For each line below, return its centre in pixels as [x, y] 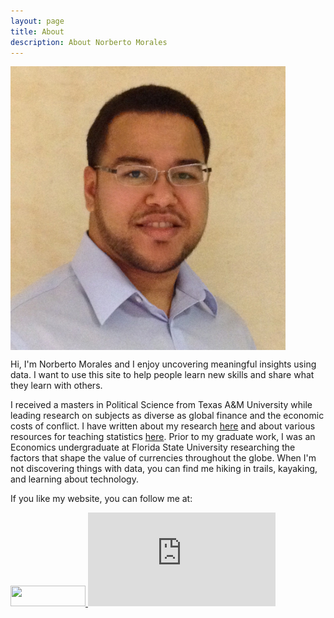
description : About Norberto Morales [89, 42]
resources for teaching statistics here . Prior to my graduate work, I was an [163, 437]
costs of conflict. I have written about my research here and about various [163, 426]
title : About [37, 31]
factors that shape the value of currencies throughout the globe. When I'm [163, 458]
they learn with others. [56, 386]
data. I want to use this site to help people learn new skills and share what [162, 375]
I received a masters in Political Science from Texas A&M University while [161, 405]
